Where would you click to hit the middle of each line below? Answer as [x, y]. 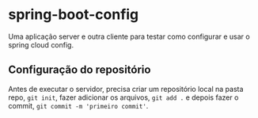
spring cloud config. [41, 44]
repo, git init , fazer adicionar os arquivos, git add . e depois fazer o [123, 97]
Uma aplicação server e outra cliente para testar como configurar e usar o [129, 36]
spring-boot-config [74, 15]
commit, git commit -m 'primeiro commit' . [78, 105]
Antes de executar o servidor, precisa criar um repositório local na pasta [126, 89]
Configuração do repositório [80, 70]
